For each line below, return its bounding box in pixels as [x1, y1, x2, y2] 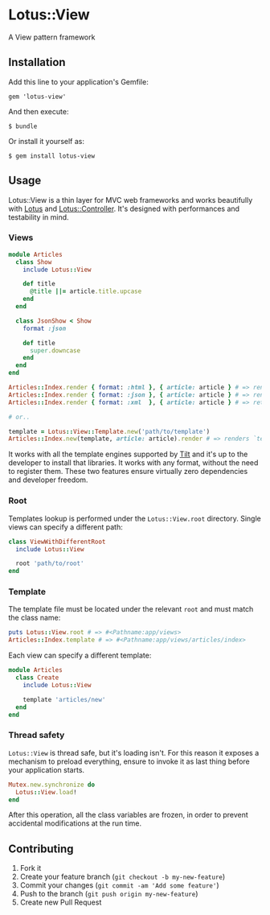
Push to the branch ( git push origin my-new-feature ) [19, 889, 198, 899]
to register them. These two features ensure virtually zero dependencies [8, 467, 248, 476]
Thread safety [8, 730, 65, 741]
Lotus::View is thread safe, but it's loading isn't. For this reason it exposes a [8, 748, 260, 757]
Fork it [19, 863, 42, 873]
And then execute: [8, 106, 69, 116]
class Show [15, 258, 52, 266]
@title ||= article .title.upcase [29, 287, 142, 295]
